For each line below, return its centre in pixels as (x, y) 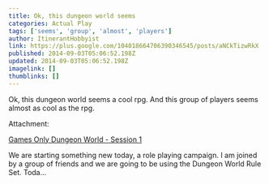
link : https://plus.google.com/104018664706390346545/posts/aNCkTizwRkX (134, 46)
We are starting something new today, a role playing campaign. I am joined (133, 155)
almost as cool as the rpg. (51, 108)
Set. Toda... (28, 172)
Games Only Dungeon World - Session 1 (75, 139)
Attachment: (29, 123)
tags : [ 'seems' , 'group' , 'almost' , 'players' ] (90, 31)
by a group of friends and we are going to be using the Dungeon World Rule (135, 164)
